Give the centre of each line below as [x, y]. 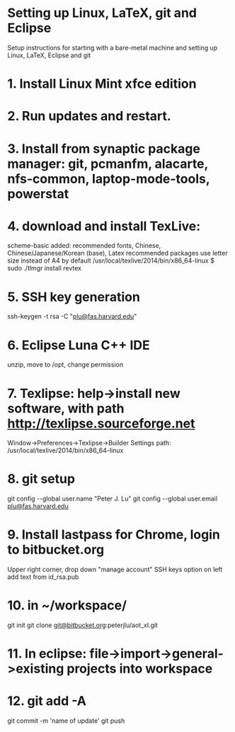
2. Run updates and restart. [89, 116]
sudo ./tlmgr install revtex [44, 268]
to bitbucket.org [56, 550]
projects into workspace [140, 669]
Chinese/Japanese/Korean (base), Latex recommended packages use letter [117, 253]
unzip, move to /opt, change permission [65, 365]
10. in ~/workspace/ [67, 606]
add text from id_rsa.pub [43, 577]
